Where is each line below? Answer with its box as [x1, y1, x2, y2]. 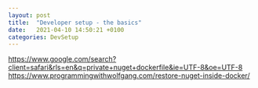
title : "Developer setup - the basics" [8, 19, 143, 26]
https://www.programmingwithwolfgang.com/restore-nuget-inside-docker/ [8, 71, 250, 80]
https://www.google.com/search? [8, 55, 117, 64]
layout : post [8, 11, 51, 19]
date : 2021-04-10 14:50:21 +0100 [8, 26, 125, 33]
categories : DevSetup [8, 33, 79, 41]
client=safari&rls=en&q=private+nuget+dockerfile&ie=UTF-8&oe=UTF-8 [8, 63, 243, 72]
